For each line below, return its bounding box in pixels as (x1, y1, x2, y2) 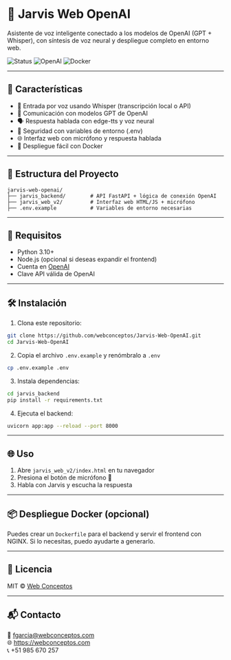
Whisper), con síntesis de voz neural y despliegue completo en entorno (7, 36, 210, 44)
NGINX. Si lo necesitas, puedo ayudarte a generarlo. (7, 537, 155, 546)
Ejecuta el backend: (16, 409, 74, 417)
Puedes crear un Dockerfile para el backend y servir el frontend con (7, 530, 201, 538)
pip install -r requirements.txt (7, 396, 103, 404)
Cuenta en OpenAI (16, 262, 70, 271)
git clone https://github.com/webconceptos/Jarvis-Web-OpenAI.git (7, 332, 201, 340)
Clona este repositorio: (16, 319, 82, 327)
